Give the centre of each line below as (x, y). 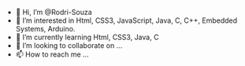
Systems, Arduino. (45, 29)
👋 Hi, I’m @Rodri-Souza (54, 12)
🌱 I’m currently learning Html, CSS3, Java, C (87, 37)
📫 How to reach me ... (52, 54)
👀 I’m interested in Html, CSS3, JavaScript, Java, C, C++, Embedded (126, 20)
